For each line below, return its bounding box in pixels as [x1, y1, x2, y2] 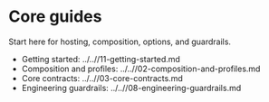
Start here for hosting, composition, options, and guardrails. [8, 36, 232, 47]
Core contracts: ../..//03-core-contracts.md [21, 72, 183, 83]
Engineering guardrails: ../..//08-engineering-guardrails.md [21, 82, 242, 93]
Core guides [8, 6, 102, 27]
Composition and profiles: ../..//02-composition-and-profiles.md [21, 63, 261, 74]
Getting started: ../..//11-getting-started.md [21, 53, 180, 64]
